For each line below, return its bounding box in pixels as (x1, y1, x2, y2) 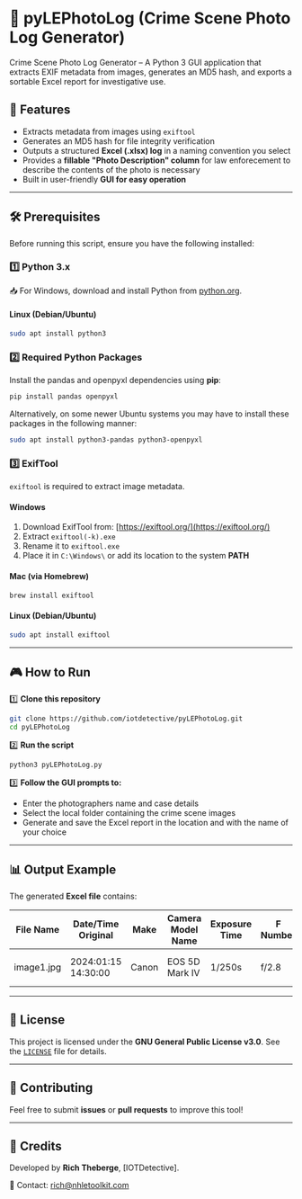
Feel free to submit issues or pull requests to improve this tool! (9, 1104, 244, 1114)
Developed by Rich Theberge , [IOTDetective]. (9, 1162, 180, 1173)
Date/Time (73, 917, 120, 930)
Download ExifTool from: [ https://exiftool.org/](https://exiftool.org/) (22, 522, 271, 532)
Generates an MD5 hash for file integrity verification (22, 135, 216, 147)
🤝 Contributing (9, 1080, 93, 1096)
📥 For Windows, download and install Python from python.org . (9, 285, 243, 296)
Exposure (209, 917, 253, 930)
